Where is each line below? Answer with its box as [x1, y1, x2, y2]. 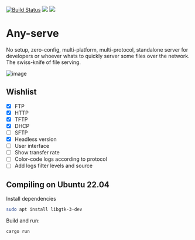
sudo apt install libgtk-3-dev [6, 207, 83, 212]
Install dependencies [6, 195, 57, 202]
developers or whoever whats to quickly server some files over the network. [6, 52, 190, 59]
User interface [14, 143, 50, 150]
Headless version [14, 136, 57, 143]
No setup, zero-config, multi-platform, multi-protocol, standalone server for [6, 46, 189, 53]
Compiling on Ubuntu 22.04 [6, 180, 110, 190]
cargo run [6, 229, 30, 235]
